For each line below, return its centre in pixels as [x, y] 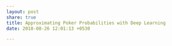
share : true [21, 17]
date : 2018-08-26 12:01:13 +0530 [48, 28]
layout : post [23, 12]
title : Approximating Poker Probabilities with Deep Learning [86, 23]
